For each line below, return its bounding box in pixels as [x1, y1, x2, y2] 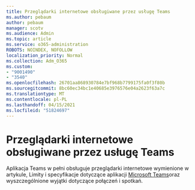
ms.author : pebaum [6, 14, 51, 20]
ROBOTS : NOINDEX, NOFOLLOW [6, 47, 73, 53]
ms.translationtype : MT [6, 91, 65, 97]
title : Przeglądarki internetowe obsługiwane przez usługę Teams [6, 8, 170, 15]
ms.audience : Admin [6, 31, 54, 37]
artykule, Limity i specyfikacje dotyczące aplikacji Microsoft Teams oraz [6, 171, 180, 178]
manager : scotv [6, 25, 44, 31]
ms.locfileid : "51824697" [6, 107, 70, 113]
